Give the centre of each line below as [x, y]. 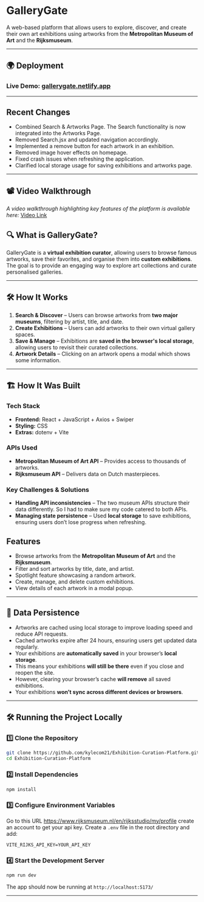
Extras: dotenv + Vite [42, 432]
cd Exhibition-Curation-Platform [49, 759]
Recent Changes [39, 113]
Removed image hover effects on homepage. [71, 153]
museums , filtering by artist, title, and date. [69, 321]
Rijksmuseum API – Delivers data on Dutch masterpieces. [87, 474]
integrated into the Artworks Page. [58, 133]
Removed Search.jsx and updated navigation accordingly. [87, 140]
